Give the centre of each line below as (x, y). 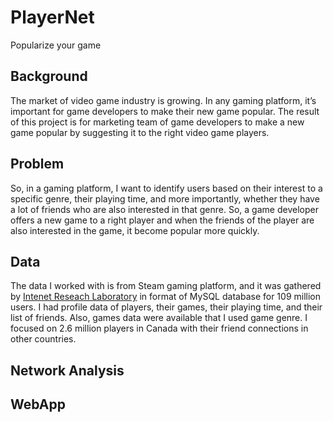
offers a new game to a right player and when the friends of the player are (162, 220)
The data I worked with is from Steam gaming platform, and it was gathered (166, 286)
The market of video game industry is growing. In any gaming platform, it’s (163, 100)
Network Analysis (67, 370)
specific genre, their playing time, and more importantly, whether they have (165, 198)
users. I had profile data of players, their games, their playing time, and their (166, 307)
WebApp (38, 404)
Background (49, 76)
